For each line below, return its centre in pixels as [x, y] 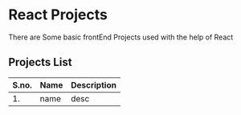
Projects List [40, 62]
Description [94, 84]
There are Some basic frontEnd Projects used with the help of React [121, 37]
